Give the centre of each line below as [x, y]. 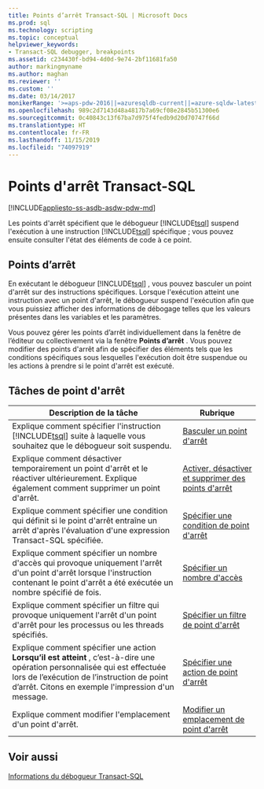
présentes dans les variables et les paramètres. [85, 317]
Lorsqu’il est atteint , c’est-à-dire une [84, 657]
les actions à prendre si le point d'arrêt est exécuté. [91, 366]
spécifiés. [30, 635]
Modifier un [204, 709]
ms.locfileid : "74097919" [50, 147]
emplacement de [214, 719]
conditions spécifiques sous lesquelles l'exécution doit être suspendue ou [128, 357]
